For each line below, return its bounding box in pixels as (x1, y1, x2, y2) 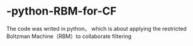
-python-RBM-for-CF (6, 4, 117, 18)
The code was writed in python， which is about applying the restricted (6, 25, 187, 32)
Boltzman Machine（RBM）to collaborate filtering (6, 32, 132, 40)
